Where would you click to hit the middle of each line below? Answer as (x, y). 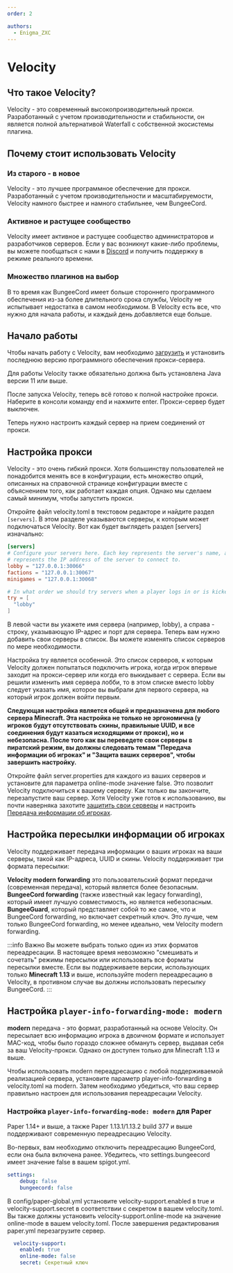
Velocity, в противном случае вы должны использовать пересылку (106, 981)
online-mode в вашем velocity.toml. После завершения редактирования (113, 1223)
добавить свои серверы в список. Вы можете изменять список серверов (116, 639)
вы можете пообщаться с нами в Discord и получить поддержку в (105, 251)
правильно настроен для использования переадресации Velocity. (105, 1093)
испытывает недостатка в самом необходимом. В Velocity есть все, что (114, 306)
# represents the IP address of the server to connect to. (94, 560)
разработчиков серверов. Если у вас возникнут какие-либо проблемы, (113, 244)
